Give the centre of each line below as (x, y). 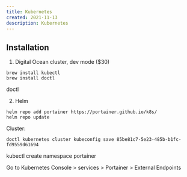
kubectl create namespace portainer (51, 156)
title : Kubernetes (29, 12)
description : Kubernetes (37, 23)
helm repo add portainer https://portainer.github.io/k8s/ (82, 112)
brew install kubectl (33, 73)
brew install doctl (31, 78)
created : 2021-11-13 (32, 17)
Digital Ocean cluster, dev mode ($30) (62, 62)
